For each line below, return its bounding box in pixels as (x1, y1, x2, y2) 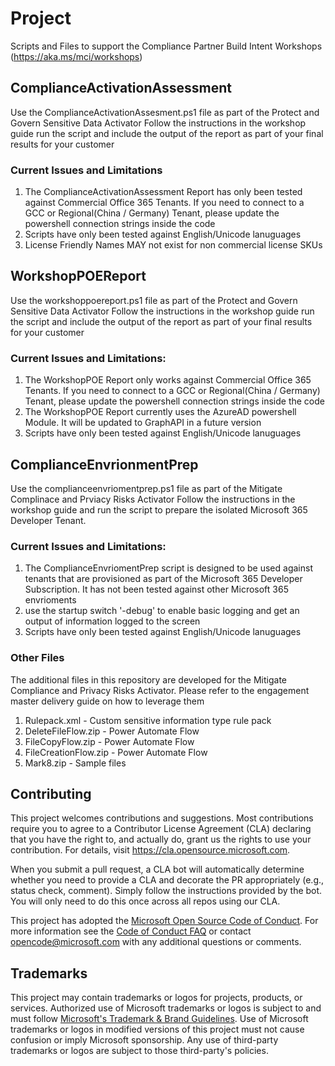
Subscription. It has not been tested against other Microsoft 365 (24, 583, 289, 596)
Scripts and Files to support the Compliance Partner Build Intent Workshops (10, 40, 323, 52)
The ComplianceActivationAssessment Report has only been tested (24, 186, 303, 198)
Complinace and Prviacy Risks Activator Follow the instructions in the (10, 493, 296, 505)
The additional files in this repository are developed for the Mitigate (10, 673, 287, 686)
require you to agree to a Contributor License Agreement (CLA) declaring (10, 823, 312, 835)
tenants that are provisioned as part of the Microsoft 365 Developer (24, 573, 303, 585)
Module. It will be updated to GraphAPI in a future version (24, 417, 262, 429)
